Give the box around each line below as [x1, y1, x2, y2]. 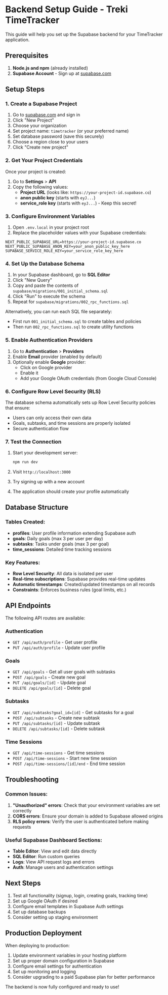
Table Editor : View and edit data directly [12, 848, 97, 854]
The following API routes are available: [5, 614, 86, 621]
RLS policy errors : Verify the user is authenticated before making [12, 818, 149, 825]
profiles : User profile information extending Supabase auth [12, 530, 136, 536]
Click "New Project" [12, 117, 54, 123]
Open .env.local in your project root [12, 224, 90, 230]
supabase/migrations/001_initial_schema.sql [12, 289, 108, 294]
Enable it [20, 370, 39, 376]
